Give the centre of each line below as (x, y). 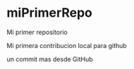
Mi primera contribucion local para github (67, 45)
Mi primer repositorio (37, 32)
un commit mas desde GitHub (50, 59)
